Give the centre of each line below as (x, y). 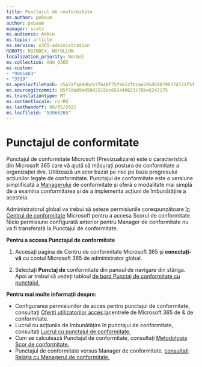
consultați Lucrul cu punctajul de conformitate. (73, 331)
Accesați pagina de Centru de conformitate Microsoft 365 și (89, 252)
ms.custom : (20, 68)
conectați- (179, 252)
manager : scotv (25, 29)
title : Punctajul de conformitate (50, 12)
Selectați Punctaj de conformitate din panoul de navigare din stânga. (100, 270)
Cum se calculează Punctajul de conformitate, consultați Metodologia (101, 338)
